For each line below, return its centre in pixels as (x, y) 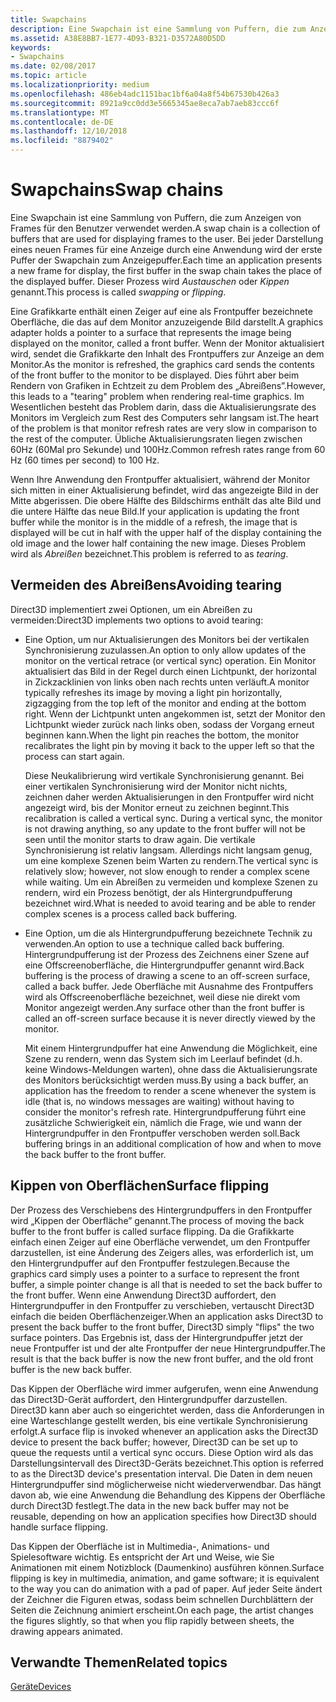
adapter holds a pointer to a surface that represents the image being (151, 332)
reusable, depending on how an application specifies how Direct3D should (163, 1516)
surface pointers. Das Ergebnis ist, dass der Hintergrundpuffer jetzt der (157, 1337)
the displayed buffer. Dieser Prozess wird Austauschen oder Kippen (150, 281)
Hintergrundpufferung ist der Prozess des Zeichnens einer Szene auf (167, 954)
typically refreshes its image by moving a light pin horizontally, (153, 692)
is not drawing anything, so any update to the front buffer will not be (165, 828)
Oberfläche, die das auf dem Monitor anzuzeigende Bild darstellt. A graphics (167, 322)
